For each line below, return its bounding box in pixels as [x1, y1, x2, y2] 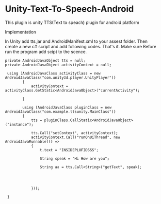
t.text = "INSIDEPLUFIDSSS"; [39, 148, 98, 152]
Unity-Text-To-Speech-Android [5, 3, 134, 15]
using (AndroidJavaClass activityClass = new [7, 71, 101, 76]
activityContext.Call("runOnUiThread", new [31, 135, 120, 140]
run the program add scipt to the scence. [5, 49, 87, 55]
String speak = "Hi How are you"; [39, 156, 110, 161]
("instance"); [5, 122, 34, 127]
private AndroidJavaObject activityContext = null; [5, 62, 112, 67]
